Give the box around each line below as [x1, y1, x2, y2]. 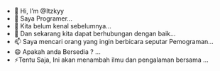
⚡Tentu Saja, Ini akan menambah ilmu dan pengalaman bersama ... [13, 55, 209, 64]
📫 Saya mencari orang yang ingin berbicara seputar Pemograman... [13, 38, 214, 45]
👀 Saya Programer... [13, 14, 73, 23]
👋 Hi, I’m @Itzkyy [13, 7, 65, 15]
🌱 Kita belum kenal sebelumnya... [13, 22, 112, 30]
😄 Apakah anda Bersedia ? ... [13, 48, 101, 56]
